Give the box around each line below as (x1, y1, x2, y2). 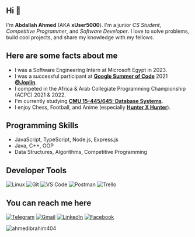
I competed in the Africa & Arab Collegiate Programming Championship (14, 85, 186, 92)
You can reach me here (6, 198, 92, 208)
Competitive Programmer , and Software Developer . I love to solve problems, (6, 28, 190, 35)
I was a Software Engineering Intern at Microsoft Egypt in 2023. (14, 66, 168, 73)
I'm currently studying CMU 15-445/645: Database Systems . (14, 97, 163, 104)
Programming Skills (6, 121, 79, 130)
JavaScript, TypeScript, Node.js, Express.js (14, 136, 119, 143)
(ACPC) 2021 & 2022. (14, 91, 66, 98)
